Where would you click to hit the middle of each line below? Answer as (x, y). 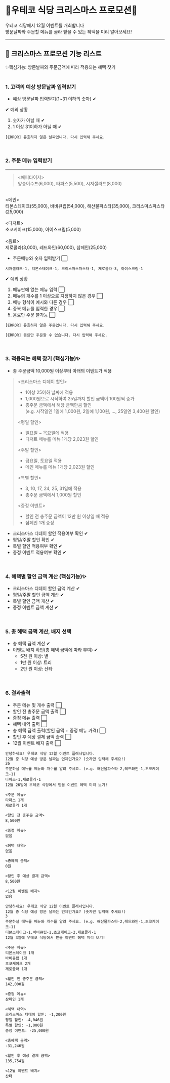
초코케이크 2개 (18, 964)
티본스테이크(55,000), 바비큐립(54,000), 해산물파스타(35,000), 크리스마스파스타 (85, 206)
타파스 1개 (15, 800)
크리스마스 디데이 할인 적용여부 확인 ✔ (50, 533)
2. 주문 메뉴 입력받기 (29, 160)
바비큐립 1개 (16, 958)
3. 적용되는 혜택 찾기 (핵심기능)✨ (43, 359)
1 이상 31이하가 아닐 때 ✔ (37, 127)
